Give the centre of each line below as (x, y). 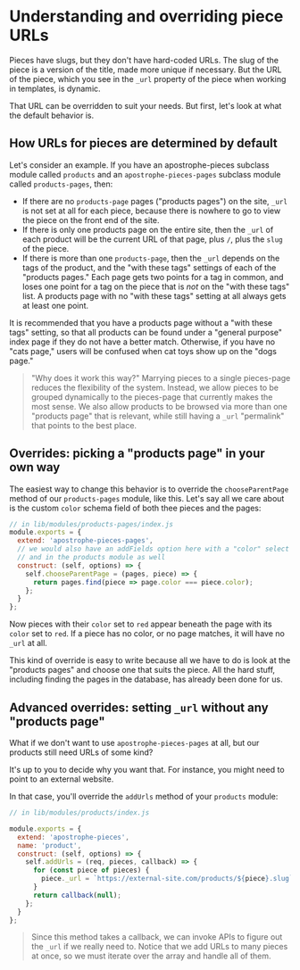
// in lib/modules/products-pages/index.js (92, 524)
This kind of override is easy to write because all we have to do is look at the (150, 660)
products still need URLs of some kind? (81, 752)
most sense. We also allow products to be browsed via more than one (159, 406)
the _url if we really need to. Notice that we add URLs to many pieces (159, 947)
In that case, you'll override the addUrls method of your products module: (144, 796)
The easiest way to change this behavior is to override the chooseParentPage (149, 489)
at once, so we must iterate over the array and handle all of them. (151, 956)
